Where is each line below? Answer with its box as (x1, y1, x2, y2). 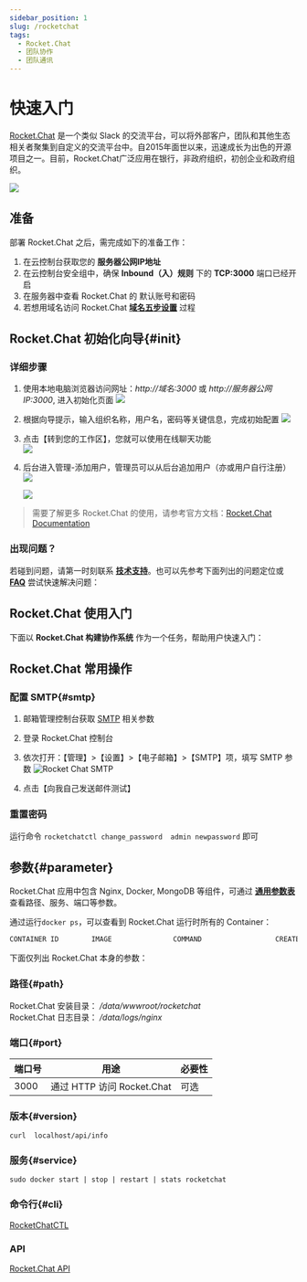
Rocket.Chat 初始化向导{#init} (9, 331, 182, 347)
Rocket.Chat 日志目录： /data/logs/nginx (9, 1012, 163, 1022)
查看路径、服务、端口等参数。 (9, 897, 122, 908)
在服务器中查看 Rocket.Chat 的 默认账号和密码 (22, 290, 196, 302)
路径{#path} (9, 978, 64, 991)
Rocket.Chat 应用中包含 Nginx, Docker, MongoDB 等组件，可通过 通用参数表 (9, 885, 295, 896)
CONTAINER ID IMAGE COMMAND (9, 935, 203, 944)
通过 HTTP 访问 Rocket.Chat (50, 1080, 172, 1093)
